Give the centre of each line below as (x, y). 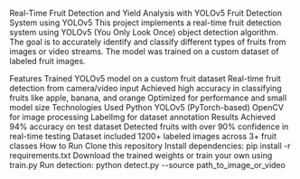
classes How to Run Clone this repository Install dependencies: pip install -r (150, 146)
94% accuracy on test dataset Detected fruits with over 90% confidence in (149, 127)
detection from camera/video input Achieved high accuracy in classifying (145, 88)
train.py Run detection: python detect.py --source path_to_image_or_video (148, 165)
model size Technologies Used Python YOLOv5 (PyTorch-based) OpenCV (147, 107)
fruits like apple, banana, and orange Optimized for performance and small (148, 98)
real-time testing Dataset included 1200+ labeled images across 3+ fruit (143, 136)
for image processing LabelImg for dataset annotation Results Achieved (142, 117)
